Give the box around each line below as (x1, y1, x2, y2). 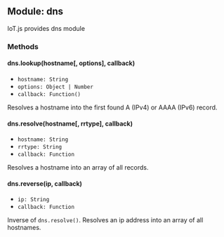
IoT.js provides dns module (7, 24, 86, 32)
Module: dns (7, 6, 64, 18)
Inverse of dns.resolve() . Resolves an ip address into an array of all (7, 216, 204, 224)
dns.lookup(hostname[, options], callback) (7, 59, 136, 67)
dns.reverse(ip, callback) (7, 179, 83, 188)
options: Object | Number (17, 83, 93, 90)
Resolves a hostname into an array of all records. (7, 163, 149, 172)
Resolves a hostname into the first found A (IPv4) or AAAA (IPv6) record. (7, 103, 218, 111)
